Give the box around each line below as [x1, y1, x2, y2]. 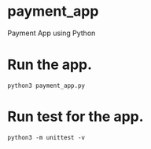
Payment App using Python [7, 28, 96, 38]
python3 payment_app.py [7, 82, 86, 89]
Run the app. [7, 56, 92, 74]
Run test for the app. [7, 108, 144, 125]
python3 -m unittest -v [7, 133, 86, 141]
